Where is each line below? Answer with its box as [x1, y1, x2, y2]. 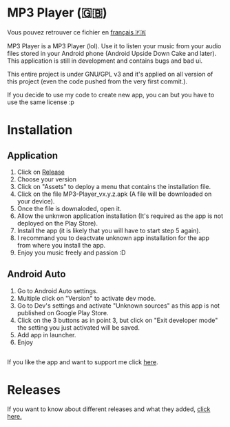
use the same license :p [7, 98, 74, 106]
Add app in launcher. [17, 330, 76, 339]
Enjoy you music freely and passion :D [17, 248, 126, 257]
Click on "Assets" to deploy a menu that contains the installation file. [17, 182, 211, 190]
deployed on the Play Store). [17, 219, 98, 227]
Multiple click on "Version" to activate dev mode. [17, 294, 156, 302]
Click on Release [17, 168, 65, 176]
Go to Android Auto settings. [17, 286, 98, 295]
